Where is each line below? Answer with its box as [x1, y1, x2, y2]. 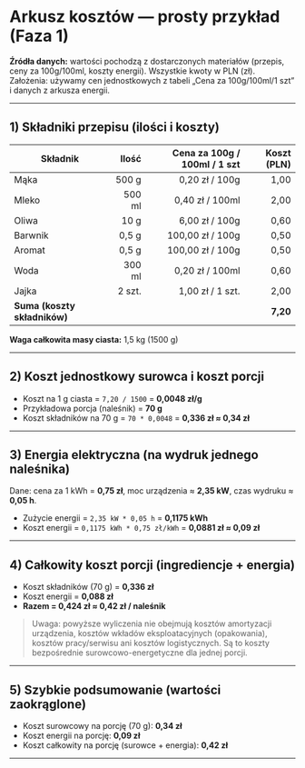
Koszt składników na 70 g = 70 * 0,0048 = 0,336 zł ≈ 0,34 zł [22, 412, 251, 424]
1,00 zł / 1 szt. [178, 284, 241, 297]
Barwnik [14, 229, 49, 242]
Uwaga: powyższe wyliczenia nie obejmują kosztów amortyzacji [31, 618, 272, 629]
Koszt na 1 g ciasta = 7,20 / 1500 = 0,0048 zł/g [22, 393, 202, 404]
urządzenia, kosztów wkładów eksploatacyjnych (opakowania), [31, 628, 268, 639]
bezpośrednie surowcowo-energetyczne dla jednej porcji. [31, 647, 248, 658]
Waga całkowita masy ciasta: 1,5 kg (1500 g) [9, 334, 179, 344]
